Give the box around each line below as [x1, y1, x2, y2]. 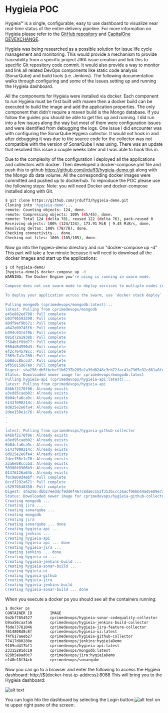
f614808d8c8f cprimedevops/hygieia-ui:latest [5, 629, 117, 634]
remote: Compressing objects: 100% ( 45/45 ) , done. [5, 212, 113, 217]
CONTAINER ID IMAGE [5, 610, 61, 616]
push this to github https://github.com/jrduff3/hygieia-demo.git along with [5, 167, 157, 173]
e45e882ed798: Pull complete [5, 312, 66, 317]
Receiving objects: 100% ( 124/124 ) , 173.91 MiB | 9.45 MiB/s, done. [5, 221, 151, 227]
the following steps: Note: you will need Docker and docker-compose [5, 182, 148, 189]
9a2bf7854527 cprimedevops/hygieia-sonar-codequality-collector [5, 615, 157, 620]
